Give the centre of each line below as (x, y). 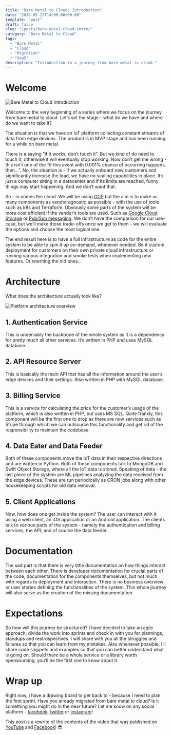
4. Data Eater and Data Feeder (54, 446)
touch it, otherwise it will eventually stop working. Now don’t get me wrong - (86, 159)
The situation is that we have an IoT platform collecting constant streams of (85, 133)
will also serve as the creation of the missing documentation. (70, 593)
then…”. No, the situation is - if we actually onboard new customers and (81, 171)
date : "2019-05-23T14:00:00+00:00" (43, 15)
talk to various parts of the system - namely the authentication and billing (83, 525)
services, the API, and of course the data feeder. (56, 531)
